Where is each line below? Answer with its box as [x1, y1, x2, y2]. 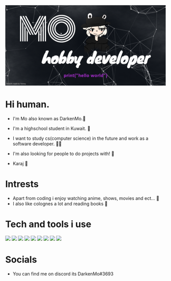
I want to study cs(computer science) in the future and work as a [12, 135, 149, 141]
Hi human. [5, 99, 50, 110]
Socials [5, 254, 37, 265]
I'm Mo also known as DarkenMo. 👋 [12, 115, 86, 121]
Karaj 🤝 [12, 160, 28, 166]
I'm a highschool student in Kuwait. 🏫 [12, 125, 91, 132]
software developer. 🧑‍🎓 [12, 140, 62, 147]
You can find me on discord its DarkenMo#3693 [12, 270, 113, 277]
